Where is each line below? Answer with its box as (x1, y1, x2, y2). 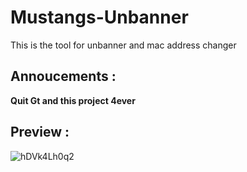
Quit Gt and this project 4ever (10, 94, 136, 106)
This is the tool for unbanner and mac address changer (10, 39, 237, 51)
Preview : (10, 124, 70, 141)
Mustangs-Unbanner (10, 6, 189, 29)
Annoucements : (10, 68, 117, 85)
